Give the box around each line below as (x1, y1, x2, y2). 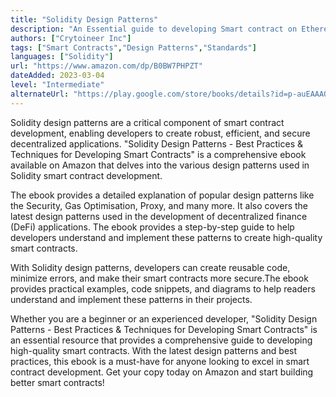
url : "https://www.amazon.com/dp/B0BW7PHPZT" (10, 61, 203, 71)
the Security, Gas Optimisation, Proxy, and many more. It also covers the (10, 199, 308, 211)
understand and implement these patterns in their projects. (10, 293, 253, 305)
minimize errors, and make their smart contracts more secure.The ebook (10, 272, 309, 284)
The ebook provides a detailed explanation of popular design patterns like (10, 189, 315, 201)
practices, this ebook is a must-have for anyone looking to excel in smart (10, 355, 310, 367)
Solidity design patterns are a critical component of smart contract (10, 116, 285, 128)
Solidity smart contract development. (10, 169, 163, 181)
